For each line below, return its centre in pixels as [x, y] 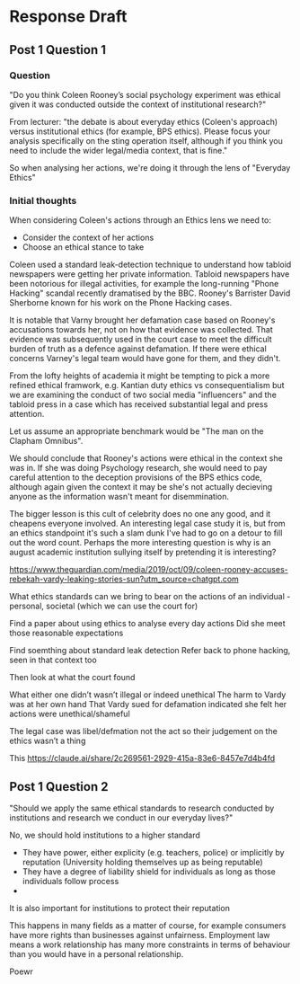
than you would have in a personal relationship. [97, 953]
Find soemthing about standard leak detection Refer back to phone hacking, [150, 651]
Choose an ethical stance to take [83, 247]
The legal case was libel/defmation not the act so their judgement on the [144, 731]
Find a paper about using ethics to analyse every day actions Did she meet [147, 624]
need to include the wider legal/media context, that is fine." [119, 150]
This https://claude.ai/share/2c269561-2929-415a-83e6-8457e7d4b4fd [142, 758]
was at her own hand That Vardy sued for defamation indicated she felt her [148, 705]
